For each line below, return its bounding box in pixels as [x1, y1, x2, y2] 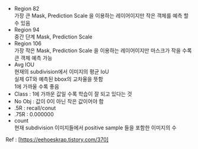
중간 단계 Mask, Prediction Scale [14, 33, 92, 40]
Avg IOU [14, 61, 35, 68]
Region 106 [14, 40, 42, 47]
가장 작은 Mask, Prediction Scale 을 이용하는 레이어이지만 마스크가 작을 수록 [14, 47, 192, 54]
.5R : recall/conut [14, 104, 56, 112]
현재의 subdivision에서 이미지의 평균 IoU [14, 68, 109, 75]
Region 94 [14, 26, 40, 33]
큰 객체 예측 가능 [14, 55, 53, 61]
